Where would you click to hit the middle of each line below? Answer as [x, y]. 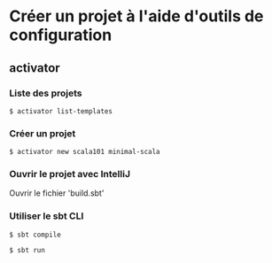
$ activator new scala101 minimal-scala [85, 152]
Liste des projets [46, 93]
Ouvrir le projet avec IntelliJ [70, 174]
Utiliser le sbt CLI [47, 216]
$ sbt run [27, 250]
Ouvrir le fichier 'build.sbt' [57, 193]
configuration [61, 35]
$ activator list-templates [61, 111]
